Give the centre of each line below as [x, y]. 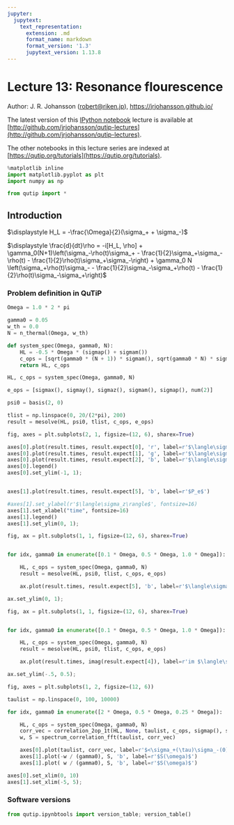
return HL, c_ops [45, 365]
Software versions [39, 800]
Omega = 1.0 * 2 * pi [39, 308]
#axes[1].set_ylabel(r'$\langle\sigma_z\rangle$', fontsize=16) [102, 504]
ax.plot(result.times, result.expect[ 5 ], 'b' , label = [99, 586]
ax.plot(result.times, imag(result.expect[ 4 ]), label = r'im [107, 662]
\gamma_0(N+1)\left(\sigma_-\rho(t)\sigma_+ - [74, 253]
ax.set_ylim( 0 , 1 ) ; [36, 599]
